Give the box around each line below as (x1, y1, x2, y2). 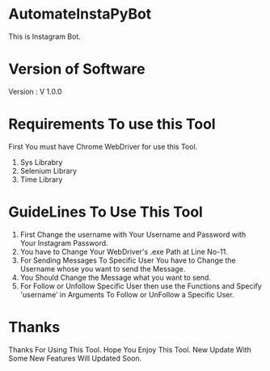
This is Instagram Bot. (8, 32, 81, 41)
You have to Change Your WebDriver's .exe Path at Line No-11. (19, 247, 228, 256)
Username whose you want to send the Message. (19, 263, 186, 273)
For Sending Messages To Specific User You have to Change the (19, 255, 236, 265)
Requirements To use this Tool (8, 115, 216, 133)
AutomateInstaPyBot (8, 5, 152, 23)
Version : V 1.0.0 (8, 86, 62, 96)
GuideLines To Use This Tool (8, 203, 204, 221)
